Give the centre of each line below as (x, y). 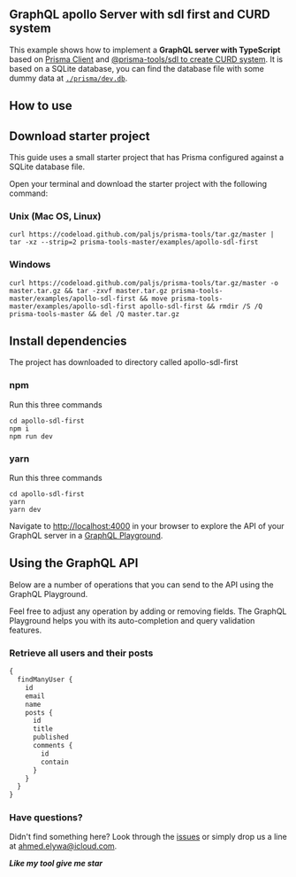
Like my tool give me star (56, 864)
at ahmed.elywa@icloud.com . (63, 846)
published (50, 737)
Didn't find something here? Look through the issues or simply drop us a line (148, 837)
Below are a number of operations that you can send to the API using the (141, 585)
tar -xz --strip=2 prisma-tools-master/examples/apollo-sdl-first (134, 243)
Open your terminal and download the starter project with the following (138, 184)
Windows (30, 265)
